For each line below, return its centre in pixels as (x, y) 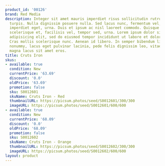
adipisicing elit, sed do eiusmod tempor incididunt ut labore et (79, 37)
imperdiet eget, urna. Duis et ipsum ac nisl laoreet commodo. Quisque (84, 28)
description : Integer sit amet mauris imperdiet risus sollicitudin (77, 19)
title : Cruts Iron (24, 55)
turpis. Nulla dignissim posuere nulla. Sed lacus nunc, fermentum (80, 23)
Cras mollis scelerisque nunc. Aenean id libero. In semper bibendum (82, 42)
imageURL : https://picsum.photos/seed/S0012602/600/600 (68, 151)
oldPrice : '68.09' (28, 128)
